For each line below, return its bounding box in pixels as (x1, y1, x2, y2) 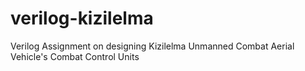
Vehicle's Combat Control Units (10, 50, 140, 62)
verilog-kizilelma (10, 7, 154, 30)
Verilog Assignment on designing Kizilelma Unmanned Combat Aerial (10, 40, 295, 52)
